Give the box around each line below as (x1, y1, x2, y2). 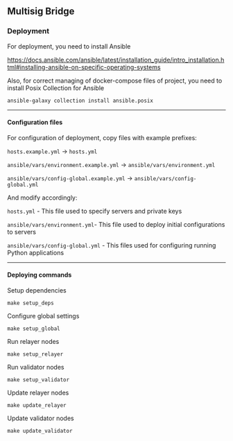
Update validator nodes (7, 414, 74, 422)
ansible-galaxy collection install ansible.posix (7, 97, 154, 104)
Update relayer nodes (7, 388, 69, 397)
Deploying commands (7, 270, 72, 279)
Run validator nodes (7, 363, 64, 372)
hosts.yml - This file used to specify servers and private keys (7, 207, 182, 215)
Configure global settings (7, 312, 80, 320)
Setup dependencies (7, 286, 67, 295)
